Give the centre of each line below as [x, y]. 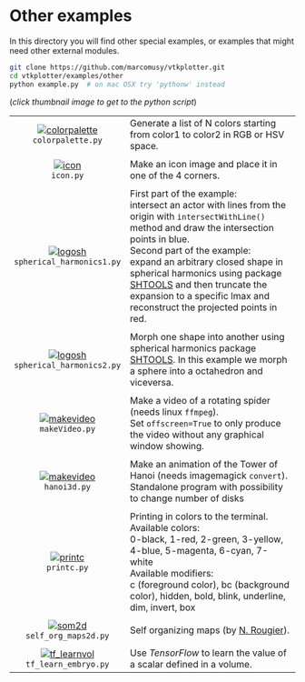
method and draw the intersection [202, 227]
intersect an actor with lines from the [208, 205]
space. [144, 145]
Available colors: [165, 527]
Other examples [71, 16]
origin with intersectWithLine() [198, 216]
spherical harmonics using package [206, 273]
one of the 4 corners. [175, 176]
